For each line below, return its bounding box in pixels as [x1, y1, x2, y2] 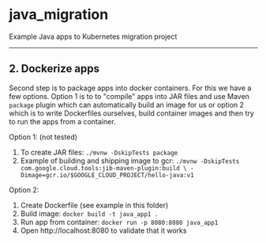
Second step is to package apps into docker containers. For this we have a [9, 83, 252, 93]
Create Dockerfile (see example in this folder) [20, 200, 169, 210]
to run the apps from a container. [9, 116, 116, 126]
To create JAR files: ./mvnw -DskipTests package [20, 147, 178, 157]
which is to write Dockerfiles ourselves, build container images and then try [9, 108, 255, 118]
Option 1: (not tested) [9, 132, 78, 142]
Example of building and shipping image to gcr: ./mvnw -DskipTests [20, 156, 240, 165]
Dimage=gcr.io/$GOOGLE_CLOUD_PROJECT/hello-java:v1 [20, 171, 194, 179]
